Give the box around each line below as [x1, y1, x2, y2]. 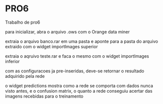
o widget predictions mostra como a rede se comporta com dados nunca [5, 82, 154, 89]
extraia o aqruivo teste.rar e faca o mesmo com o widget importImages [5, 53, 149, 59]
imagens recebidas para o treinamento [5, 93, 84, 99]
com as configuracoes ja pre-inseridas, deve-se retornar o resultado [5, 68, 144, 74]
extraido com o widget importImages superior [5, 43, 98, 49]
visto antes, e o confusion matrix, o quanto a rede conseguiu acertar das [5, 88, 153, 94]
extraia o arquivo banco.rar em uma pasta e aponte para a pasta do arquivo [5, 38, 159, 44]
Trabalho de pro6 [5, 19, 40, 25]
